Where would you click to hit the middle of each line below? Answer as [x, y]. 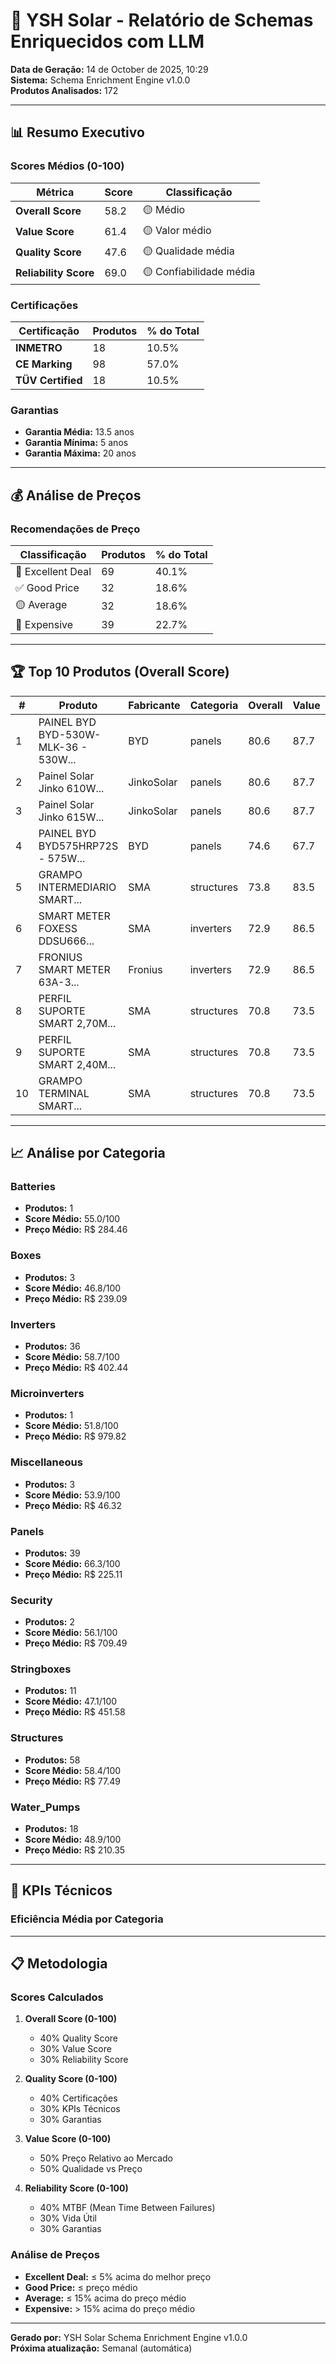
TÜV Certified [49, 380]
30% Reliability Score [84, 2060]
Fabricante [154, 705]
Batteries [33, 1187]
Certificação [49, 331]
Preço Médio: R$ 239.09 [76, 1298]
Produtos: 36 [52, 1346]
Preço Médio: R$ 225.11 [73, 1574]
